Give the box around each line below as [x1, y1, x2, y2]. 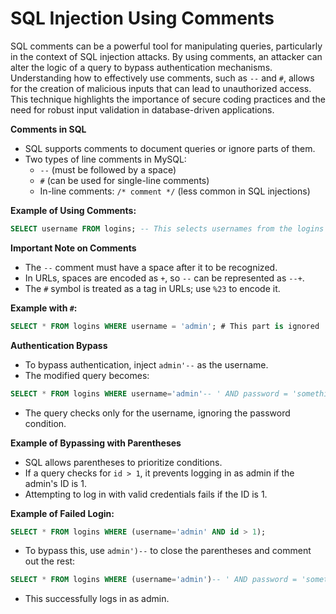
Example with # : [10, 302, 78, 314]
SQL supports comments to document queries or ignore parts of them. [24, 142, 316, 154]
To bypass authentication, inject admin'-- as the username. [24, 358, 269, 371]
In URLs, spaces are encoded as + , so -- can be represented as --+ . [24, 272, 305, 284]
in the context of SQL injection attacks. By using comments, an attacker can [10, 50, 323, 62]
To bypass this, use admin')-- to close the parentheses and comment [24, 545, 312, 557]
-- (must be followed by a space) [39, 163, 177, 176]
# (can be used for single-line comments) [39, 174, 210, 186]
